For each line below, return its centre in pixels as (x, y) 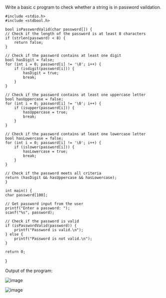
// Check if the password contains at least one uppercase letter (76, 95)
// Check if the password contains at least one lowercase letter (76, 134)
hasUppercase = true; (46, 112)
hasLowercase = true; (46, 151)
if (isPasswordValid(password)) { (41, 226)
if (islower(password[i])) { (44, 147)
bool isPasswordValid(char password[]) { (49, 29)
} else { (14, 234)
